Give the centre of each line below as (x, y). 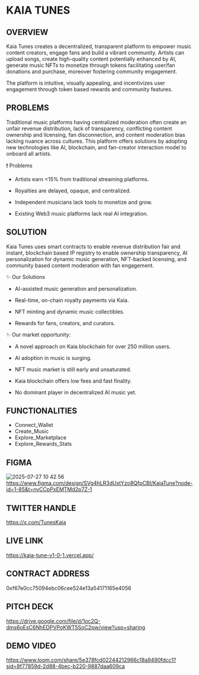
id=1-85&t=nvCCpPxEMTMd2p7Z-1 (49, 490)
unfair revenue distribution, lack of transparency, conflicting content (89, 128)
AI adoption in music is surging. (53, 358)
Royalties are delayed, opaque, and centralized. (73, 191)
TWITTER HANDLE (41, 508)
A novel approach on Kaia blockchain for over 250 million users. (93, 346)
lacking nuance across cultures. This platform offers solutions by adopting (97, 141)
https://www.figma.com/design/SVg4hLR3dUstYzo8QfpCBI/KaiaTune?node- (99, 483)
